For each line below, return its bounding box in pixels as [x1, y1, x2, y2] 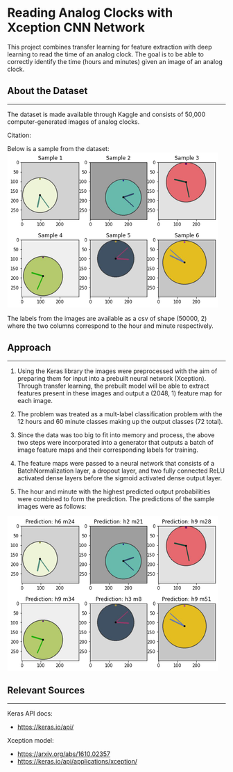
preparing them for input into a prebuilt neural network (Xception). [17, 374, 207, 382]
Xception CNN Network [7, 19, 146, 36]
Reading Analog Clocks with [7, 5, 173, 21]
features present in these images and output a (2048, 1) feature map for [17, 388, 223, 397]
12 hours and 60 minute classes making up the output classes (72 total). [17, 417, 223, 425]
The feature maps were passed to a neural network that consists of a [17, 459, 215, 467]
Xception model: [7, 736, 54, 745]
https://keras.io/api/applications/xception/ [17, 757, 137, 766]
